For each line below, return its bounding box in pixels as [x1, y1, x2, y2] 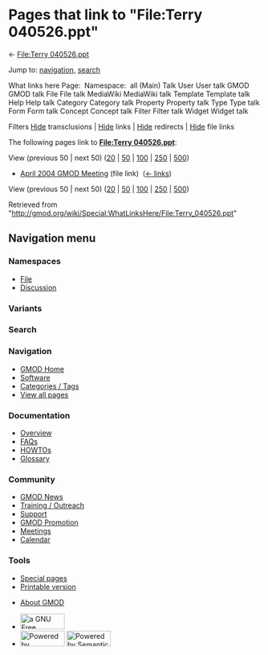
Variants [8, 303, 43, 314]
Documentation [8, 410, 71, 421]
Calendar [19, 535, 51, 545]
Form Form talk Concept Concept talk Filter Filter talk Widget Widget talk [8, 106, 249, 116]
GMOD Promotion [19, 517, 79, 528]
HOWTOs [19, 445, 52, 455]
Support [19, 509, 47, 519]
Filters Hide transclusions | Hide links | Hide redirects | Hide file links [8, 122, 235, 131]
